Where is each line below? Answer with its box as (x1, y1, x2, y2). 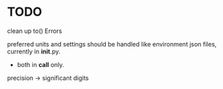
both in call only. (16, 60, 64, 68)
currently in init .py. (7, 47, 60, 55)
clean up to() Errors (7, 27, 62, 35)
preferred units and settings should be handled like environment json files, (7, 40, 218, 48)
